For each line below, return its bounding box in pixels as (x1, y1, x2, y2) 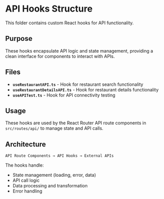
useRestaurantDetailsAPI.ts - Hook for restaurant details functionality (12, 86, 159, 92)
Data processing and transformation (12, 183, 88, 189)
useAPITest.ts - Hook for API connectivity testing (12, 92, 116, 98)
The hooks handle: (5, 162, 44, 168)
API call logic (12, 177, 40, 183)
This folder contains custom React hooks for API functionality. (5, 20, 134, 26)
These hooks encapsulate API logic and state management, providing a (5, 47, 153, 54)
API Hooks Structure (5, 3, 93, 15)
